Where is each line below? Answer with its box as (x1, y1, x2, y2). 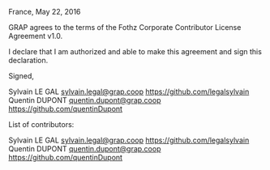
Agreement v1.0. (8, 32, 63, 40)
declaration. (8, 56, 49, 65)
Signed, (8, 71, 34, 80)
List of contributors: (8, 120, 75, 129)
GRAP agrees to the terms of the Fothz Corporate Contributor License (8, 23, 242, 32)
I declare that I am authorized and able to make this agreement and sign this (8, 47, 262, 56)
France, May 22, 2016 (8, 7, 81, 16)
